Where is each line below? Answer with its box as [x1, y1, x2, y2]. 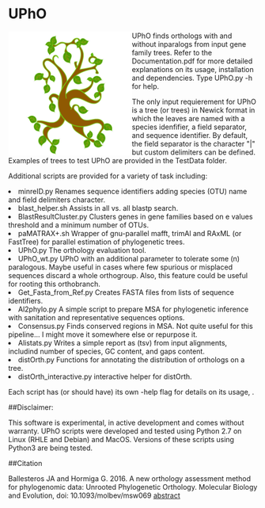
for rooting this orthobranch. [8, 279, 100, 288]
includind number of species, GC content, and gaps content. [8, 346, 206, 356]
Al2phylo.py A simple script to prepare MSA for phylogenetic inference [18, 304, 249, 314]
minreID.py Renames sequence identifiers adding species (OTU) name [18, 186, 248, 196]
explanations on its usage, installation [131, 64, 255, 74]
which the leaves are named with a [131, 113, 245, 123]
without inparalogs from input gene [131, 39, 247, 48]
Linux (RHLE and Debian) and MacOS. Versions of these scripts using [8, 434, 235, 444]
